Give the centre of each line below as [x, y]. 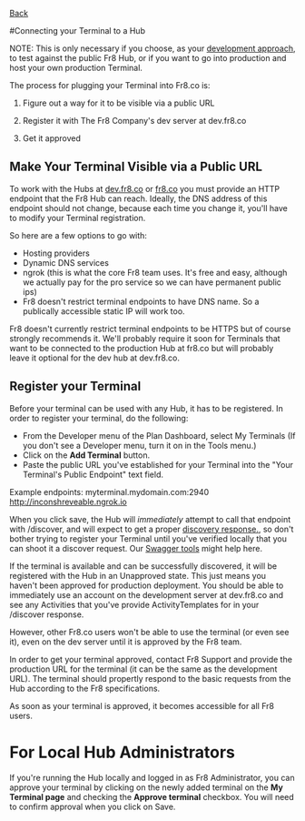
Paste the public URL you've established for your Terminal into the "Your [157, 464]
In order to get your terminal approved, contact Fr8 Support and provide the [151, 659]
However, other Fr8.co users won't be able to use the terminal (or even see [149, 632]
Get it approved [52, 138]
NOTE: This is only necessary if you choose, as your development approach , [152, 48]
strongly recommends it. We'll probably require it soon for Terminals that [145, 338]
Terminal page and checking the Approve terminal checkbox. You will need [152, 796]
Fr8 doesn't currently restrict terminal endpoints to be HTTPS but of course [150, 329]
